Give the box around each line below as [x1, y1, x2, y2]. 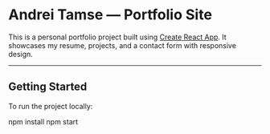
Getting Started [8, 80, 88, 94]
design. [8, 49, 34, 59]
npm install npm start [8, 116, 79, 126]
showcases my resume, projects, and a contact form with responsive [8, 40, 237, 50]
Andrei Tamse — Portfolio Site [8, 6, 213, 24]
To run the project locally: [8, 101, 93, 111]
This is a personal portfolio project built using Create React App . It [8, 32, 227, 42]
